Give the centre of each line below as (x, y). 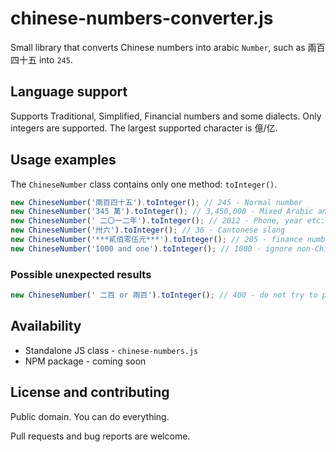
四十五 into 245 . (41, 59)
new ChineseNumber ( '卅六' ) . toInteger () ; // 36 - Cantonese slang (148, 230)
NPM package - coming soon (85, 361)
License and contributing (90, 392)
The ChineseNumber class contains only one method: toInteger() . (144, 184)
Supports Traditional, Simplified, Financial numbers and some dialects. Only (166, 116)
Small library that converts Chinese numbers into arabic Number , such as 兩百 (168, 47)
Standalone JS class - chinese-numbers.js (111, 350)
